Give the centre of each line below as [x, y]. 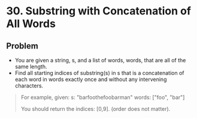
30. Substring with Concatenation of [99, 11]
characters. [29, 86]
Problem [22, 46]
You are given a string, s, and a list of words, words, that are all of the [100, 60]
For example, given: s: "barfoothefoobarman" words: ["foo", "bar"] [103, 97]
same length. [31, 66]
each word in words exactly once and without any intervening [91, 79]
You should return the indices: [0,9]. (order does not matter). [96, 109]
